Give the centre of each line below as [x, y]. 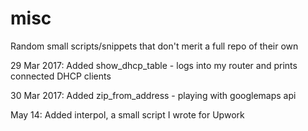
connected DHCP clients [61, 76]
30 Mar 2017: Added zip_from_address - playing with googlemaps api [153, 95]
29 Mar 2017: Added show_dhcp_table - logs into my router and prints [154, 65]
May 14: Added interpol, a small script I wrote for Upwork [127, 114]
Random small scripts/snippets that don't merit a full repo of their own [154, 46]
